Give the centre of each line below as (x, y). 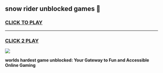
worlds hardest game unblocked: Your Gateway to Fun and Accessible (77, 60)
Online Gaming (20, 65)
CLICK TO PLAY (24, 23)
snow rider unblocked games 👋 (53, 9)
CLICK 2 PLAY (22, 40)
